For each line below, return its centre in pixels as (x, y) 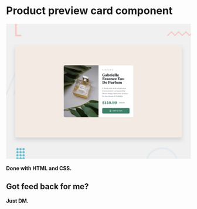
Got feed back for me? (47, 186)
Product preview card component (89, 11)
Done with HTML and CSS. (39, 169)
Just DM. (18, 201)
